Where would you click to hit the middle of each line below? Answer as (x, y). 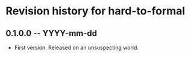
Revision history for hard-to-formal (95, 11)
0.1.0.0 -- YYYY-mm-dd (52, 33)
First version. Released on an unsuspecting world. (77, 47)
